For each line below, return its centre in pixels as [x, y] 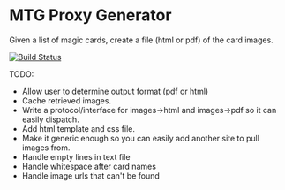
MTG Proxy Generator [90, 15]
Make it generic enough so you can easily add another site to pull [141, 138]
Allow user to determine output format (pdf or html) [115, 91]
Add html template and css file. [78, 128]
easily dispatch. [50, 119]
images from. [46, 148]
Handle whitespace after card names [89, 166]
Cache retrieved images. [67, 100]
